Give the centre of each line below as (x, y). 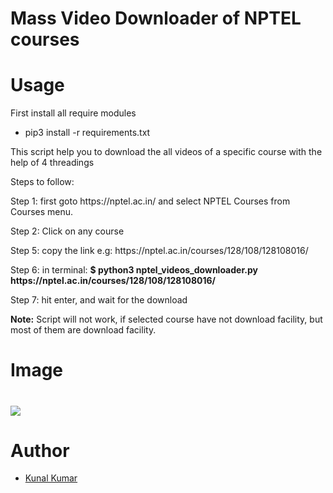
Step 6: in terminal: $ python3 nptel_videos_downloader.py (134, 270)
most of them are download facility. (83, 330)
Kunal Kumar (51, 478)
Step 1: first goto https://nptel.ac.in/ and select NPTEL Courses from (150, 201)
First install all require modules (73, 113)
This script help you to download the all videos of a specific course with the (166, 152)
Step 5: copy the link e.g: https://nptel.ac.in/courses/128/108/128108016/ (159, 251)
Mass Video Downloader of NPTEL (156, 18)
